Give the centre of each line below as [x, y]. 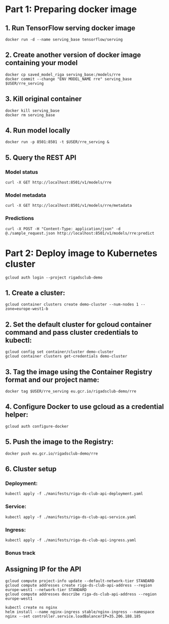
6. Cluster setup [31, 469]
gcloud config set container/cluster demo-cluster [60, 352]
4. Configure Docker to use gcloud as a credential [84, 407]
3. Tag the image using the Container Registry [79, 372]
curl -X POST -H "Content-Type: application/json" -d [63, 229]
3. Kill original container [43, 99]
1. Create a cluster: [35, 293]
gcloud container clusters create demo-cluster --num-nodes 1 [72, 304]
